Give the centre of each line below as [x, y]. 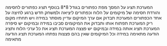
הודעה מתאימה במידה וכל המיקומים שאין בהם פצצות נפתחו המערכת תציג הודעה [82, 34]
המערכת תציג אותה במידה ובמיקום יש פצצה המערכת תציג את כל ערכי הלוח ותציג [82, 28]
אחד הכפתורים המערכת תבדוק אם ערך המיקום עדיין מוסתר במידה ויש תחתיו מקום [83, 18]
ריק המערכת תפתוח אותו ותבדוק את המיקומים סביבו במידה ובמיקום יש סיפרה [79, 23]
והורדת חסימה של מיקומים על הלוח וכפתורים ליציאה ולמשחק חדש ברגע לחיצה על [83, 12]
